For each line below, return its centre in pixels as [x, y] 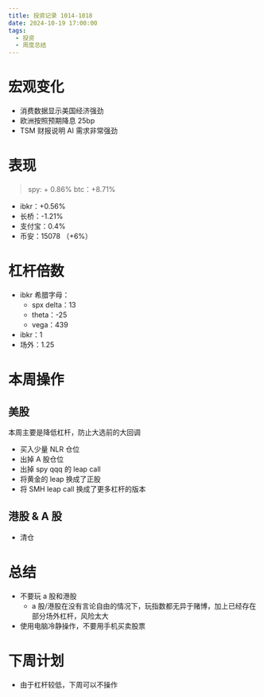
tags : [17, 30]
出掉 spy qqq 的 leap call [60, 469]
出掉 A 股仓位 [42, 459]
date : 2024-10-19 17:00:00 [53, 23]
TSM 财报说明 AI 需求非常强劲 [68, 131]
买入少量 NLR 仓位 [50, 449]
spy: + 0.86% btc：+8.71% [72, 189]
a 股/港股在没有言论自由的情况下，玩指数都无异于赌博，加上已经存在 [144, 605]
